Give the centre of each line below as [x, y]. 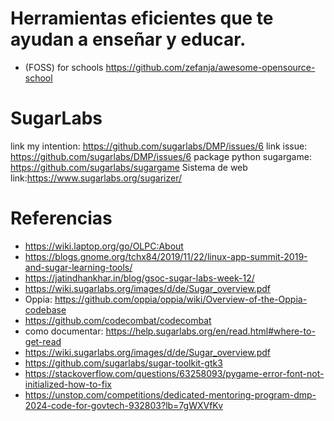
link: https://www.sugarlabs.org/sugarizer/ [96, 178]
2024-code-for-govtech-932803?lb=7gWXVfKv [124, 405]
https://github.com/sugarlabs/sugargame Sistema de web [129, 167]
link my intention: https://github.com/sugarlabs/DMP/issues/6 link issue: [159, 146]
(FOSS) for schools [64, 67]
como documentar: [64, 331]
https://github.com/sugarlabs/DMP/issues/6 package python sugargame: [161, 156]
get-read [43, 341]
